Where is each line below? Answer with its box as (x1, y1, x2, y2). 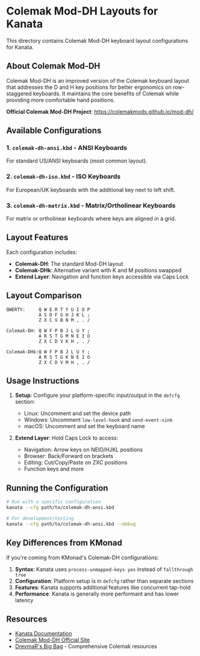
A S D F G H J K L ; (38, 312, 90, 318)
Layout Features (6, 233, 69, 243)
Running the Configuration (6, 483, 108, 493)
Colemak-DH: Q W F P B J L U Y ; (6, 327, 90, 333)
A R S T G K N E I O (38, 354, 90, 360)
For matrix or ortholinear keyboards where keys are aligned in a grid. (6, 215, 177, 222)
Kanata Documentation (14, 630, 72, 637)
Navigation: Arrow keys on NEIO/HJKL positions (23, 446, 143, 454)
